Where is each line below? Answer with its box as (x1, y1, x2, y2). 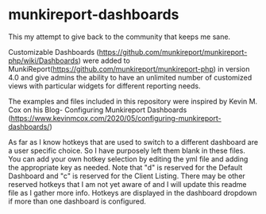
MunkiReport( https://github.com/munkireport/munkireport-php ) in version (8, 64, 250, 73)
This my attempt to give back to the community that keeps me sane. (8, 32, 231, 41)
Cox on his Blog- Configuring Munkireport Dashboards (8, 105, 187, 115)
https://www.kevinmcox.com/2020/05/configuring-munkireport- (10, 113, 222, 123)
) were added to (78, 56, 131, 65)
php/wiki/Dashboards (8, 56, 79, 65)
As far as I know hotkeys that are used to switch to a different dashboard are (8, 137, 259, 146)
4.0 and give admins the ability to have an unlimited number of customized (8, 72, 253, 82)
